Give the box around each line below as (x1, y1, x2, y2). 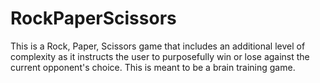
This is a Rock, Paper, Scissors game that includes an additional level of (10, 40, 306, 52)
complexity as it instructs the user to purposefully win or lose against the (10, 50, 310, 62)
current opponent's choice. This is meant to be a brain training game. (10, 61, 296, 73)
